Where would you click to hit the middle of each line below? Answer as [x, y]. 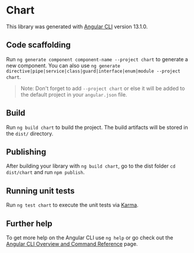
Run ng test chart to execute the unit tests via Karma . [72, 205]
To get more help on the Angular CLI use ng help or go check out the [90, 238]
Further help [29, 223]
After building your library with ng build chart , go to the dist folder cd [91, 166]
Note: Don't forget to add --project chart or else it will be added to [103, 88]
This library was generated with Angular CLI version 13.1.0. [77, 26]
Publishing [26, 152]
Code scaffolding [38, 45]
